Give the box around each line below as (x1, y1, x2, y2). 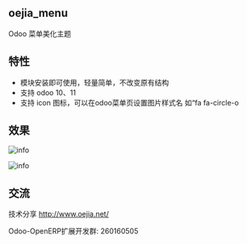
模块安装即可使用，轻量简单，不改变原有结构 (19, 77, 170, 87)
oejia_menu (8, 6, 69, 20)
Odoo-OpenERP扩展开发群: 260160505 (8, 226, 139, 236)
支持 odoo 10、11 (19, 88, 77, 97)
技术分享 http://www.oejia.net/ (8, 209, 109, 219)
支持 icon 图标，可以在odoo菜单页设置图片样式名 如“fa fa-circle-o (19, 97, 240, 107)
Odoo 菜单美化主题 (8, 28, 72, 39)
